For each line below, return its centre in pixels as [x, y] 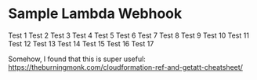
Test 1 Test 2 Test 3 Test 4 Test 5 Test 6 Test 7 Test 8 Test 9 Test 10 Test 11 [128, 35]
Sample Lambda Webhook [95, 14]
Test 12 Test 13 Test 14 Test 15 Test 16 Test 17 [81, 43]
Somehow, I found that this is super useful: [77, 59]
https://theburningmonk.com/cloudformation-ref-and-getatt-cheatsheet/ [125, 67]
